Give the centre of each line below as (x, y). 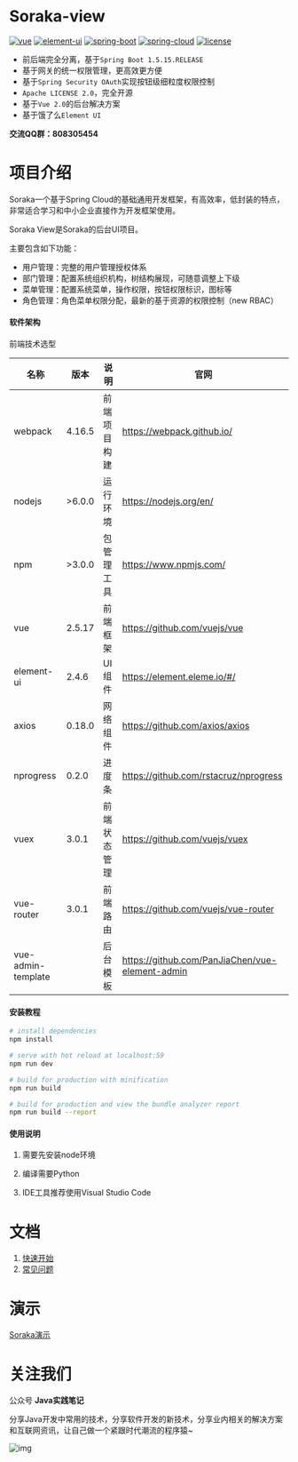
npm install (31, 1040)
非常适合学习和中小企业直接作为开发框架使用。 (94, 210)
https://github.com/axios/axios (186, 726)
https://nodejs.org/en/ (168, 501)
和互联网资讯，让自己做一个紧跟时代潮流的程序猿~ (101, 1430)
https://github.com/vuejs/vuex (185, 839)
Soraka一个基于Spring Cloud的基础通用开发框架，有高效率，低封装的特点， (147, 199)
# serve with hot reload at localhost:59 (87, 1056)
